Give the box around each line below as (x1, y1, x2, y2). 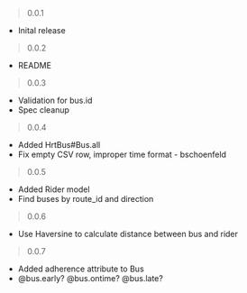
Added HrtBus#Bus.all (17, 140, 101, 150)
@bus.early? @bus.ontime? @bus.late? (17, 273, 164, 283)
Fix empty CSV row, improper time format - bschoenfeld (17, 149, 227, 160)
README (17, 60, 52, 70)
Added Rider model (17, 184, 90, 195)
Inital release (17, 25, 66, 35)
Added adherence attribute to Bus (17, 263, 144, 274)
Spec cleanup (17, 105, 70, 115)
